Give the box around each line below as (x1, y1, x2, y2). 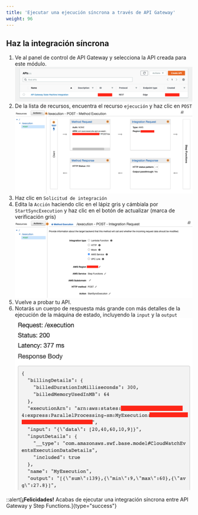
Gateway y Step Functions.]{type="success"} (6, 502, 117, 509)
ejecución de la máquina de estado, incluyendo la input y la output (14, 311, 177, 319)
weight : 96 (6, 15, 33, 22)
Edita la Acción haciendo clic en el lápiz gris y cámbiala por (14, 201, 158, 208)
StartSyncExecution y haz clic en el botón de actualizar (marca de (14, 207, 176, 214)
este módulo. (14, 60, 47, 67)
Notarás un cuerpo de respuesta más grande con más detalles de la (14, 305, 180, 312)
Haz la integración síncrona (6, 38, 109, 48)
